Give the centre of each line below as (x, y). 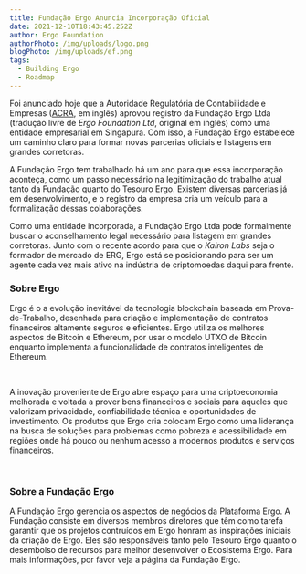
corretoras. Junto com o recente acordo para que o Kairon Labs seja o (142, 245)
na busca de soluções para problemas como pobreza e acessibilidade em (148, 431)
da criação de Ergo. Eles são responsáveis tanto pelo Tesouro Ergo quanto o (153, 540)
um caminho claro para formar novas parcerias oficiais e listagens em (141, 141)
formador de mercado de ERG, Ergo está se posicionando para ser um (142, 255)
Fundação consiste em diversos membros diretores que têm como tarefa (146, 521)
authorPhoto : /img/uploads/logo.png (79, 43)
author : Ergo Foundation (57, 35)
